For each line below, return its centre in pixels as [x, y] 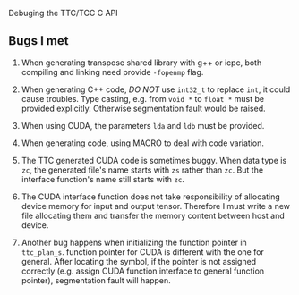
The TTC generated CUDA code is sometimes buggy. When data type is [154, 160]
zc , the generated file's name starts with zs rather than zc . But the [142, 170]
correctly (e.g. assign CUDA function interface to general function [143, 271]
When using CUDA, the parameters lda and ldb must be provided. [143, 125]
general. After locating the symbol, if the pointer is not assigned [139, 261]
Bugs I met [38, 41]
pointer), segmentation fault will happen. [96, 280]
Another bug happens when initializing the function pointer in [134, 242]
